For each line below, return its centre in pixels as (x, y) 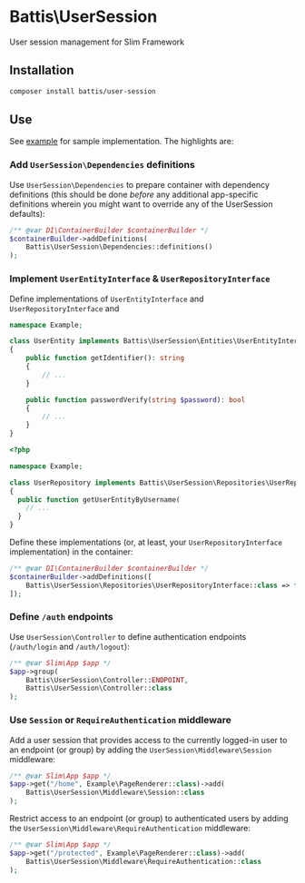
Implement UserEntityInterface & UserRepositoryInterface (140, 279)
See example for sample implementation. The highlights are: (122, 142)
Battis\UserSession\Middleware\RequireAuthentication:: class (143, 861)
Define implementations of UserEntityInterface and (107, 299)
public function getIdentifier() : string (105, 358)
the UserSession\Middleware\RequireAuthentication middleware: (130, 828)
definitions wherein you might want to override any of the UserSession (142, 204)
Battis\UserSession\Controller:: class (99, 688)
